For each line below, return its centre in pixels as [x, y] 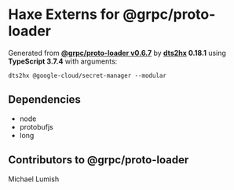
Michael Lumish [34, 179]
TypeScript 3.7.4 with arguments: [63, 61]
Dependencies [44, 100]
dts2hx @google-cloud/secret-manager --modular [88, 75]
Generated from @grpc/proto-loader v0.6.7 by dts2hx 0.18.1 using [117, 53]
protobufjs [36, 126]
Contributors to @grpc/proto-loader [99, 160]
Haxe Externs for [64, 15]
